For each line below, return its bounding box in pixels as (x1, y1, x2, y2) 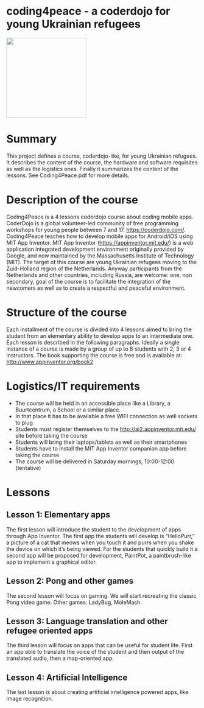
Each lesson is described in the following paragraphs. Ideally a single (6, 338, 180, 346)
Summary (6, 132, 57, 146)
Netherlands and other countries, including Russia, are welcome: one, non (6, 271, 192, 278)
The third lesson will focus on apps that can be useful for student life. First (6, 642, 193, 649)
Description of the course (6, 193, 138, 207)
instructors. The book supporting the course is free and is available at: (6, 351, 183, 359)
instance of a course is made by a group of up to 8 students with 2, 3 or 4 (6, 345, 191, 352)
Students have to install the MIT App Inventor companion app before (15, 444, 187, 452)
